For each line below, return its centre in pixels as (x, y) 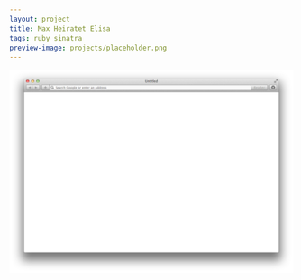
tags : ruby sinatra (46, 38)
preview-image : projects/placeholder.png (88, 48)
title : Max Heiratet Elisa (60, 28)
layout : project (40, 19)
